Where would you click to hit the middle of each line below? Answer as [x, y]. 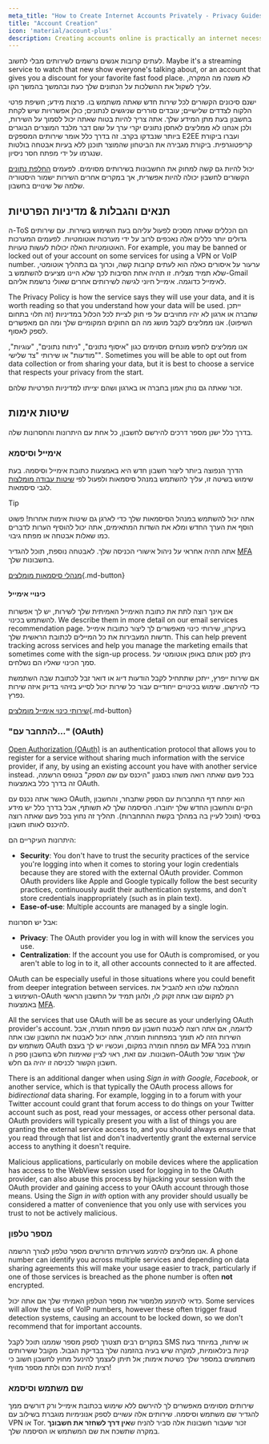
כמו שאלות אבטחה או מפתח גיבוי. [59, 536]
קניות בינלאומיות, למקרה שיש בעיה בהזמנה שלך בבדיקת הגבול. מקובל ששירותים [129, 1350]
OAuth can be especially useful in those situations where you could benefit [132, 979]
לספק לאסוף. [28, 331]
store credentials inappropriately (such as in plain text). [111, 898]
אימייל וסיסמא [35, 452]
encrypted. [26, 1285]
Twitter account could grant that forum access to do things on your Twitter [131, 1103]
